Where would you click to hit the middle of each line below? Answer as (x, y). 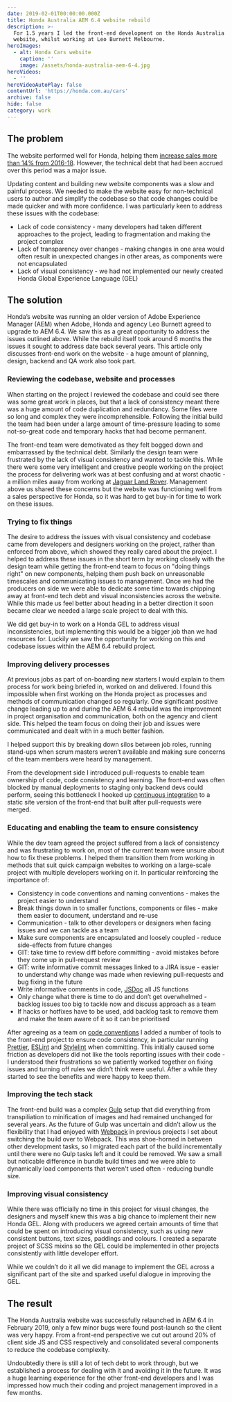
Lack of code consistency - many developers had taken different (109, 226)
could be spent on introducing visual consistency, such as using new (105, 1231)
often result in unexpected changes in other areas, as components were (120, 256)
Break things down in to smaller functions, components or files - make (117, 908)
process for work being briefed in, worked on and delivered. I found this (110, 687)
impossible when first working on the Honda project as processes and (107, 694)
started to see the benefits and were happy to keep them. (89, 1076)
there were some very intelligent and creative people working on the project (115, 467)
